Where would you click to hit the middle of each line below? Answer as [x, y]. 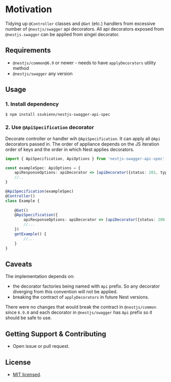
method [21, 68]
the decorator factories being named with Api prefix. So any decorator [86, 286]
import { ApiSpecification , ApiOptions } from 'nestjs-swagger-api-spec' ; [86, 159]
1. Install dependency [32, 104]
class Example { [22, 201]
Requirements [28, 50]
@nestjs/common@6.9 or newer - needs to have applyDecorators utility [84, 63]
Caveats [19, 264]
